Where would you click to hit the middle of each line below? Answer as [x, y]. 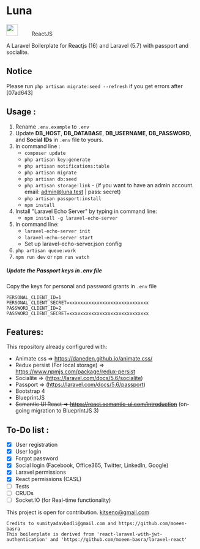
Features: [25, 332]
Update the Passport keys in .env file [54, 271]
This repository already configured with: [57, 347]
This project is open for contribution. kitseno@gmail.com [78, 512]
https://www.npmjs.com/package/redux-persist [75, 372]
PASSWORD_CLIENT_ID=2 [34, 308]
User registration [36, 445]
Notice [19, 71]
